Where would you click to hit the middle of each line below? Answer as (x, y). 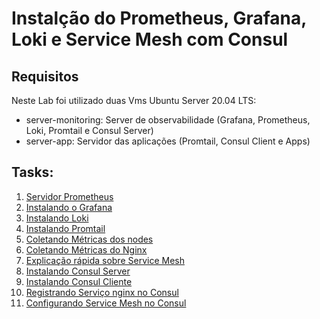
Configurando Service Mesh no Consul (106, 303)
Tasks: (32, 172)
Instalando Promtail (65, 228)
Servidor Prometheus (69, 196)
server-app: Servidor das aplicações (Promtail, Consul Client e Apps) (168, 141)
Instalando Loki (57, 218)
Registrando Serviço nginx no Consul (102, 292)
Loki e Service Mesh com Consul (150, 39)
